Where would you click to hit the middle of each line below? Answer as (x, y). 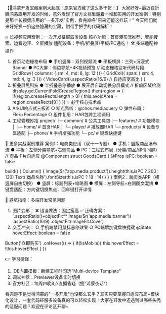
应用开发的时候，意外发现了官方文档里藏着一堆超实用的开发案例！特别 (89, 14)
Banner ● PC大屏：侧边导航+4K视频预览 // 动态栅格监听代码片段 (78, 67)
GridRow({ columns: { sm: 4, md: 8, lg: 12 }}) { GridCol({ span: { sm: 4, (83, 73)
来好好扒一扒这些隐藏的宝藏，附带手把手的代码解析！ (59, 26)
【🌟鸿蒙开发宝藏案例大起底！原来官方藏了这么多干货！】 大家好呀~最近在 (80, 8)
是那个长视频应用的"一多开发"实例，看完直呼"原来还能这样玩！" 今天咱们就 (81, 20)
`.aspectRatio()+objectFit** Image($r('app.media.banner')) (72, 216)
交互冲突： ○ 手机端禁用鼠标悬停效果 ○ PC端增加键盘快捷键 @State (82, 227)
